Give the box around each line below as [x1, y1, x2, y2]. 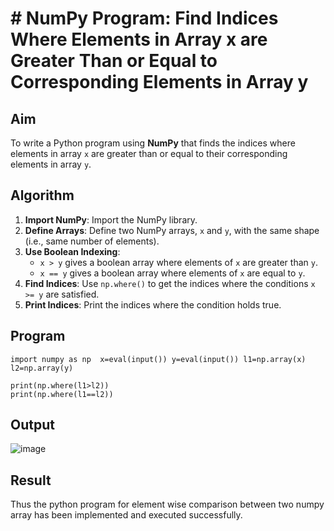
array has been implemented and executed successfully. [10, 509, 243, 521]
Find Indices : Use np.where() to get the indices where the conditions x [24, 277, 316, 289]
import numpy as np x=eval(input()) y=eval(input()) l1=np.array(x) [10, 354, 307, 364]
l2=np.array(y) [10, 363, 74, 373]
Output [10, 417, 55, 434]
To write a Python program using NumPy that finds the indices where [10, 137, 296, 149]
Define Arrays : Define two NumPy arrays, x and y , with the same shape [24, 224, 320, 236]
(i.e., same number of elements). [24, 235, 160, 247]
